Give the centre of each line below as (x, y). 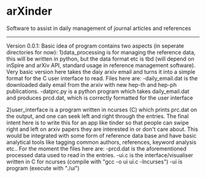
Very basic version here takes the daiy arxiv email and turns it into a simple (101, 72)
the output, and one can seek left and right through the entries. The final (97, 116)
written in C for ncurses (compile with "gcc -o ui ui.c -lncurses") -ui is (94, 161)
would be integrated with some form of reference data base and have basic (101, 135)
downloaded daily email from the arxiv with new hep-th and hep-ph (91, 84)
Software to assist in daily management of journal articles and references (99, 28)
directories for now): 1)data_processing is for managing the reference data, (101, 52)
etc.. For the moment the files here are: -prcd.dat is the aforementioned (97, 149)
